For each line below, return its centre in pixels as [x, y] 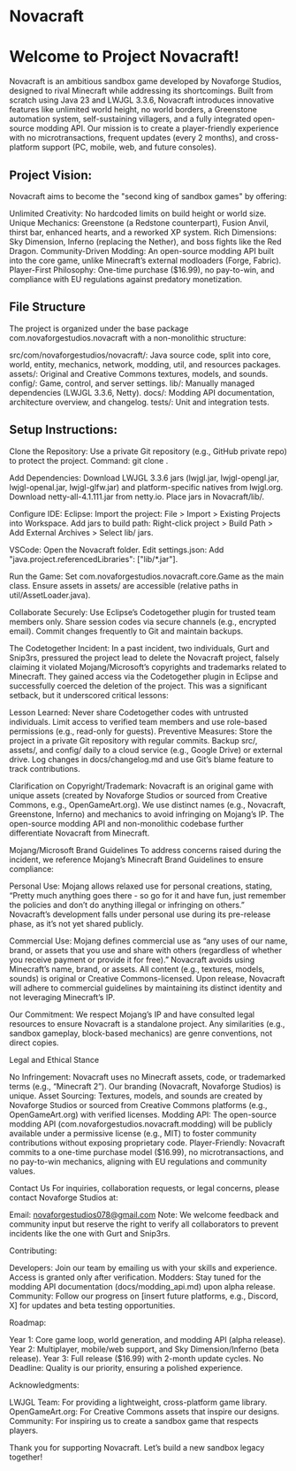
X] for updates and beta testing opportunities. [92, 1305]
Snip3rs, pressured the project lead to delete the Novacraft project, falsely [144, 658]
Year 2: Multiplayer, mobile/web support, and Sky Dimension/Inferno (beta [144, 1349]
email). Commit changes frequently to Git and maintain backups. [126, 631]
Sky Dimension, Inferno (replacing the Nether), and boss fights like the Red [145, 242]
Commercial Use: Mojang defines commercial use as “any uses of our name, [148, 941]
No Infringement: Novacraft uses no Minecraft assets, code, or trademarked [147, 1076]
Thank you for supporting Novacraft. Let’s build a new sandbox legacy [137, 1447]
